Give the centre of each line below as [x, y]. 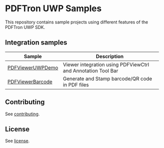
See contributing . [22, 114]
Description [110, 56]
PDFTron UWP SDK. [25, 27]
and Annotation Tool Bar [91, 70]
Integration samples [36, 43]
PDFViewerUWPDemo [33, 67]
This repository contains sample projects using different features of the [77, 22]
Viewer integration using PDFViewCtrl [106, 64]
